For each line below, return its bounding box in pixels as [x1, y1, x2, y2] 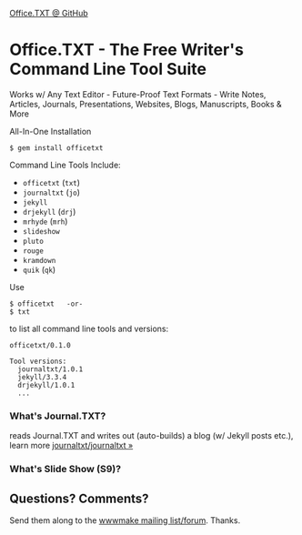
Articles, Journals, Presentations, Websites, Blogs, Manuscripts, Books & [9, 98, 282, 109]
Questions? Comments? [9, 490, 149, 506]
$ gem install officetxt [9, 143, 104, 153]
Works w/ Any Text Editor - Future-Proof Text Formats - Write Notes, [9, 88, 267, 99]
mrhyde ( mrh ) [22, 216, 68, 227]
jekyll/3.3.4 [17, 372, 67, 381]
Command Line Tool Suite [9, 59, 207, 80]
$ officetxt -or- [9, 299, 84, 308]
